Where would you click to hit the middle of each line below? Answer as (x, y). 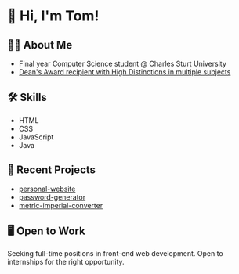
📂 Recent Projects (51, 170)
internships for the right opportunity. (66, 262)
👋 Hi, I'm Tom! (53, 16)
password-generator (52, 197)
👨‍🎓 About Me (40, 45)
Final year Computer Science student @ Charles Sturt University (122, 63)
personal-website (47, 189)
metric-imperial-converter (61, 205)
